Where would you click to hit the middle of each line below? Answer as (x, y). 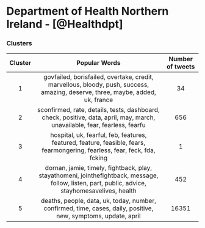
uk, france (99, 100)
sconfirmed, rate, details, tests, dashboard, (99, 110)
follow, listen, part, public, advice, (99, 183)
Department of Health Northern (88, 11)
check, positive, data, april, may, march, (99, 117)
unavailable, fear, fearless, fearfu (99, 125)
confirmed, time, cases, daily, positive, (99, 208)
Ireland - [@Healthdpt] (65, 24)
